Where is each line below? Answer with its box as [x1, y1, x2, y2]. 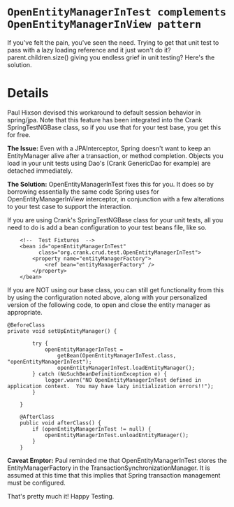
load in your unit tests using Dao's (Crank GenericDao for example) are [7, 159, 211, 167]
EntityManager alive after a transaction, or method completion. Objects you [7, 151, 224, 159]
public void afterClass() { [20, 419, 101, 427]
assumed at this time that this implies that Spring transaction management [7, 471, 221, 479]
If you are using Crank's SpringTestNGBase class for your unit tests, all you [7, 215, 224, 224]
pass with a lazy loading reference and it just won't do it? [7, 45, 171, 54]
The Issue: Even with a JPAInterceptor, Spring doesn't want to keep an [7, 144, 211, 152]
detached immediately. [7, 166, 73, 175]
